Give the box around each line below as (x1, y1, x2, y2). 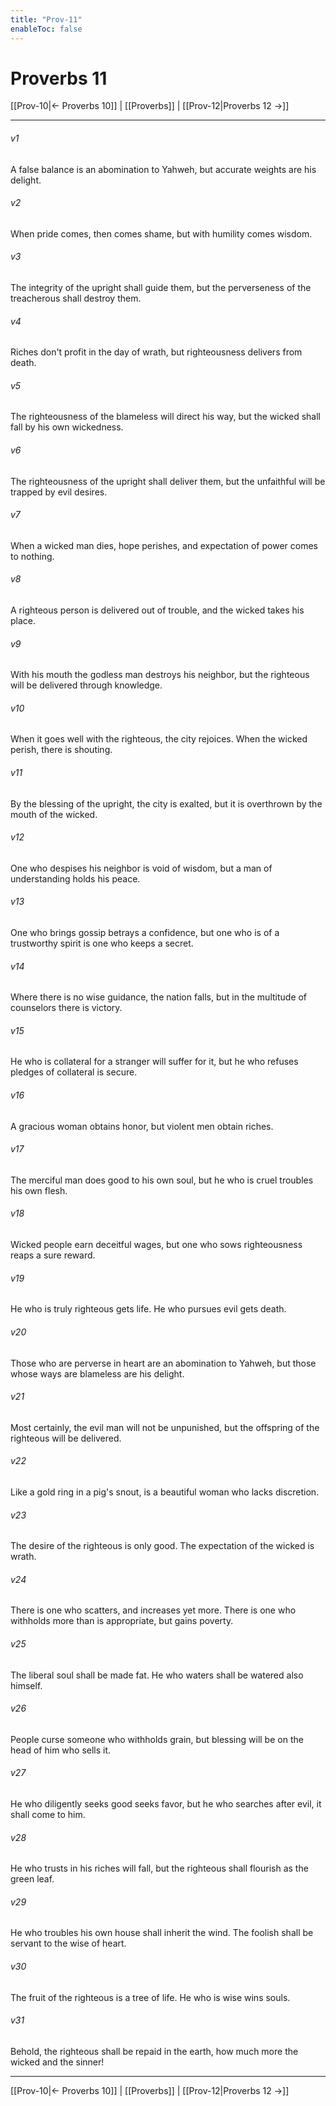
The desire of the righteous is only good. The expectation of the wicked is (10, 1540, 315, 1552)
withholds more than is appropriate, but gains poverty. (10, 1615, 234, 1627)
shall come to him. (10, 1808, 86, 1820)
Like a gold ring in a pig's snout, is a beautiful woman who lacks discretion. (10, 1486, 320, 1498)
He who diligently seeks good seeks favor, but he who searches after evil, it (10, 1797, 322, 1810)
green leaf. (10, 1873, 55, 1885)
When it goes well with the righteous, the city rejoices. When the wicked (10, 733, 308, 745)
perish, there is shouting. (10, 744, 113, 756)
